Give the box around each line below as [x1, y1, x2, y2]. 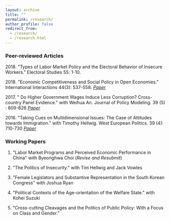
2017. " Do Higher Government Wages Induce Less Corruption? [5, 94, 137, 100]
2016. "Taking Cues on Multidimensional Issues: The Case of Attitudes [5, 115, 152, 121]
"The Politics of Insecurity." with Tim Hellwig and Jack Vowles [12, 165, 143, 171]
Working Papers [5, 138, 46, 145]
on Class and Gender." [12, 210, 60, 216]
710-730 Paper [5, 125, 37, 131]
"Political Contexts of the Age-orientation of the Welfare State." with [12, 190, 155, 196]
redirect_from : [5, 26, 38, 31]
